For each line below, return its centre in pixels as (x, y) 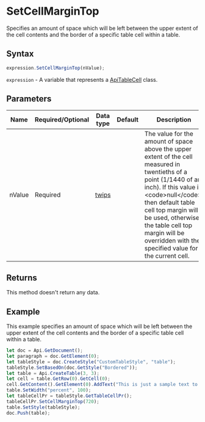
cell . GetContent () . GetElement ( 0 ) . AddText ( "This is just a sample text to (102, 385)
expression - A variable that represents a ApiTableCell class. (82, 79)
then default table (170, 203)
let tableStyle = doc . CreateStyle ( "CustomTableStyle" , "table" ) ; (91, 362)
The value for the (169, 134)
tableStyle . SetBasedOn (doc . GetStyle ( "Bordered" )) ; (72, 368)
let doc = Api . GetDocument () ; (45, 351)
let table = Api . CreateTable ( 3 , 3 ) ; (53, 373)
